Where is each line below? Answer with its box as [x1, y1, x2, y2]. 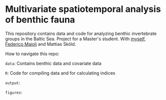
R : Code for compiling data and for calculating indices [5, 70, 115, 76]
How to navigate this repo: [5, 51, 59, 57]
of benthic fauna [5, 14, 75, 25]
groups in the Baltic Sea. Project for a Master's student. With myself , [5, 36, 146, 42]
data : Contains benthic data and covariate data [5, 60, 101, 66]
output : [5, 80, 20, 86]
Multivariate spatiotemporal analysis [5, 3, 161, 15]
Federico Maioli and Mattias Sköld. [5, 41, 76, 47]
